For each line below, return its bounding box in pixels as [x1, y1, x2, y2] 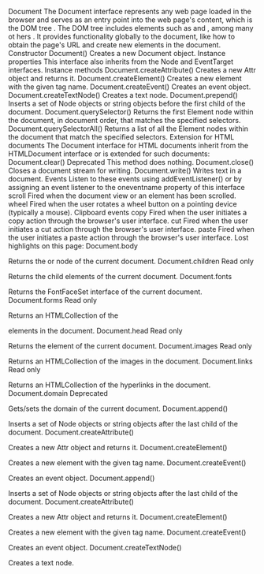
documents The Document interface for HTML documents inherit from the [8, 141, 249, 150]
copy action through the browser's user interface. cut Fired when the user [8, 216, 248, 225]
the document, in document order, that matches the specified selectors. [8, 116, 241, 125]
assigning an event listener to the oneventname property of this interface [8, 183, 246, 192]
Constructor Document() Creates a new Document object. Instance [8, 49, 226, 58]
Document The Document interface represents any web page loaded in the [8, 7, 252, 16]
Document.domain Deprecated [8, 389, 108, 397]
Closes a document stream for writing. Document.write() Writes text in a [8, 166, 242, 175]
